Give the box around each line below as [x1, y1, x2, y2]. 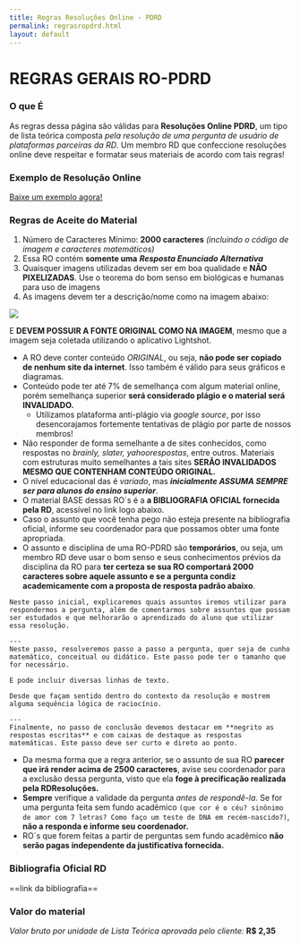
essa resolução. [9, 621, 70, 631]
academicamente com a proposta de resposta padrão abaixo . [21, 581, 256, 592]
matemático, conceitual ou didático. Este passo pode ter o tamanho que [9, 652, 287, 662]
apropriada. [21, 533, 65, 544]
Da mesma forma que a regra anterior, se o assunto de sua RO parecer [21, 754, 285, 765]
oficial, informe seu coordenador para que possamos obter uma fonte [21, 524, 280, 534]
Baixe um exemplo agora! [9, 192, 103, 202]
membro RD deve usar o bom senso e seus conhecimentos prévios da [21, 552, 281, 563]
